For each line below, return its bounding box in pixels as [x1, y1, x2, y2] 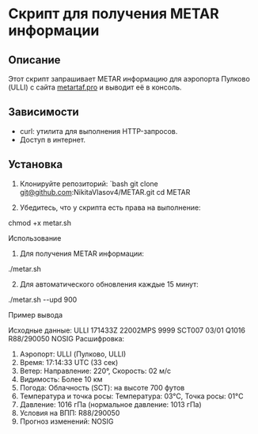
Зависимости [8, 105, 79, 119]
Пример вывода [8, 310, 63, 319]
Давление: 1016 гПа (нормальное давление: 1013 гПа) [19, 399, 202, 409]
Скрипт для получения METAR [8, 5, 219, 23]
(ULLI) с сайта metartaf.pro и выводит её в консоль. [8, 82, 182, 92]
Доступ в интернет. [19, 135, 85, 144]
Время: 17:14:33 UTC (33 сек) [19, 357, 119, 367]
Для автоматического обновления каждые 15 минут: [19, 279, 199, 289]
